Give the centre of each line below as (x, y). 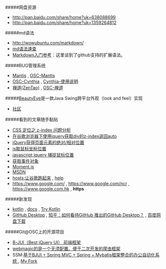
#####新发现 (19, 199)
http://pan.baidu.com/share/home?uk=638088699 (64, 17)
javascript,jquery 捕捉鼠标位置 (43, 155)
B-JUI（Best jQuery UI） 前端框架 (47, 242)
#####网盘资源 (21, 7)
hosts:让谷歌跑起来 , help (38, 178)
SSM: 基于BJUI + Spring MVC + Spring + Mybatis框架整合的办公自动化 (84, 255)
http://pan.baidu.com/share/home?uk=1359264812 (64, 22)
